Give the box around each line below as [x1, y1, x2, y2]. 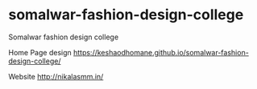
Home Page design [8, 47, 73, 57]
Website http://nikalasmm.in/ [8, 71, 104, 81]
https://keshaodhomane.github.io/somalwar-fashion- [73, 47, 250, 57]
